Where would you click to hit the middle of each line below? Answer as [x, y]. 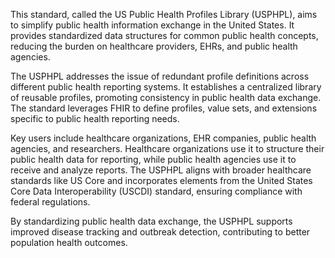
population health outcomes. [69, 242]
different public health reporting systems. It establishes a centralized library [166, 87]
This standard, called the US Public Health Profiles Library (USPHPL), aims [164, 14]
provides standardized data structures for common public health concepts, [164, 35]
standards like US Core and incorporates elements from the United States [161, 180]
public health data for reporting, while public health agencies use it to [153, 159]
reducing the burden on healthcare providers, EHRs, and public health [154, 46]
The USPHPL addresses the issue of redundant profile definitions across [160, 76]
